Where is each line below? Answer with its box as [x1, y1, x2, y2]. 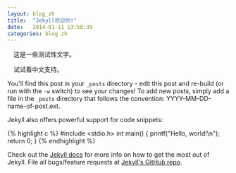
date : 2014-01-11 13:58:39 [7, 23, 93, 30]
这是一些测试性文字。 [13, 50, 75, 59]
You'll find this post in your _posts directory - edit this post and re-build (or [7, 79, 224, 88]
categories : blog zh [7, 30, 68, 37]
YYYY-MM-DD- [166, 95, 211, 103]
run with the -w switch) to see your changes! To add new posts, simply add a [7, 87, 230, 95]
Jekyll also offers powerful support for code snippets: [7, 116, 163, 124]
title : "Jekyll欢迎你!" [7, 17, 77, 24]
